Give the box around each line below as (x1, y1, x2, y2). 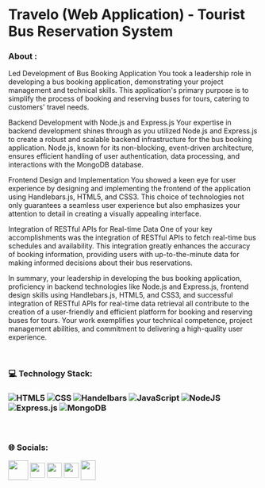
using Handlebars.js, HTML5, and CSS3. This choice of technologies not (8, 192, 244, 202)
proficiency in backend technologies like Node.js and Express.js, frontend (8, 282, 249, 291)
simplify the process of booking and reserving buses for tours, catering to (8, 94, 250, 104)
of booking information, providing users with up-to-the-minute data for (8, 250, 240, 259)
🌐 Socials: (8, 442, 49, 453)
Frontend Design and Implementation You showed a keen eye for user (8, 175, 236, 185)
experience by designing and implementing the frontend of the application (8, 184, 252, 194)
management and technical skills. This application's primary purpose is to (8, 86, 249, 95)
